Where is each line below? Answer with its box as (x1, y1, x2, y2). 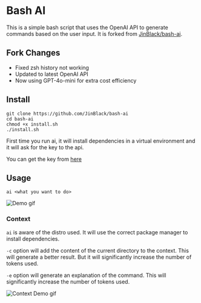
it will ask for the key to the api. (6, 143, 84, 151)
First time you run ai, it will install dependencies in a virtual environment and (6, 137, 196, 145)
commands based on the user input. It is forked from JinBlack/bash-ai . (6, 30, 183, 37)
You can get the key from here (6, 155, 82, 163)
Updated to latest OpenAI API (15, 70, 89, 78)
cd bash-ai (6, 116, 34, 122)
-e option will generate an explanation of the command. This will (6, 271, 166, 279)
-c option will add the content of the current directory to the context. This (6, 247, 189, 254)
